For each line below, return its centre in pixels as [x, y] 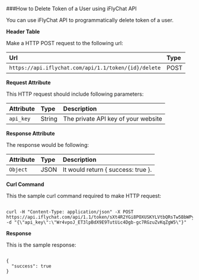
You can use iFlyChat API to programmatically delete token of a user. [90, 20]
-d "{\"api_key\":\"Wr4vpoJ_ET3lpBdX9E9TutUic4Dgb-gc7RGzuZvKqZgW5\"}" [96, 222]
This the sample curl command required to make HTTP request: [84, 196]
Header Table [23, 32]
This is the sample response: [41, 245]
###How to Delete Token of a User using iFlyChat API [72, 9]
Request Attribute [29, 82]
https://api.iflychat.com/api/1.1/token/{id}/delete [85, 68]
